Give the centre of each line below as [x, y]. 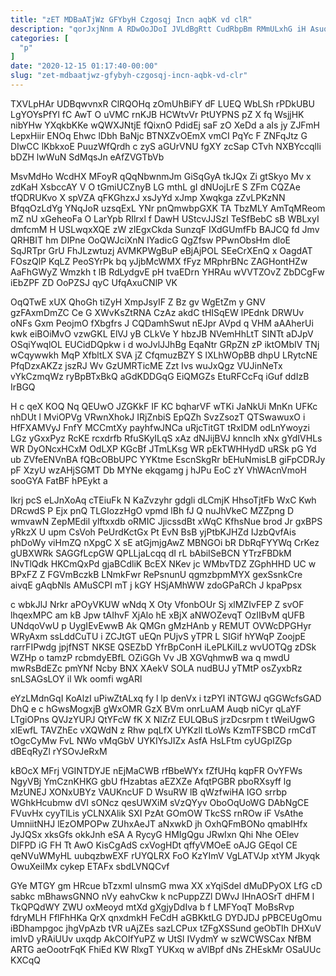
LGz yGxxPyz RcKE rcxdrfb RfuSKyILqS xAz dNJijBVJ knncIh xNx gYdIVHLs [166, 438]
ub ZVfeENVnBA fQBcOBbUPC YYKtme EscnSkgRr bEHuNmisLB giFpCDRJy [168, 459]
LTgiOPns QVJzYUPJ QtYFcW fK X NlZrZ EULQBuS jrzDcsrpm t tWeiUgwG [163, 719]
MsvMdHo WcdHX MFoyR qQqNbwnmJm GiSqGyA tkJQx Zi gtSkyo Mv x [161, 176]
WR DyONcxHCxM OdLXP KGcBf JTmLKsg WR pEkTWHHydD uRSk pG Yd [163, 448]
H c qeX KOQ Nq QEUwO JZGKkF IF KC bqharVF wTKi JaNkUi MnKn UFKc [164, 406]
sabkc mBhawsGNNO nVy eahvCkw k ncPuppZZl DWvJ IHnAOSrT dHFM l [162, 896]
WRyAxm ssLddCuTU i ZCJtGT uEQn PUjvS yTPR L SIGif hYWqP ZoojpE [158, 636]
